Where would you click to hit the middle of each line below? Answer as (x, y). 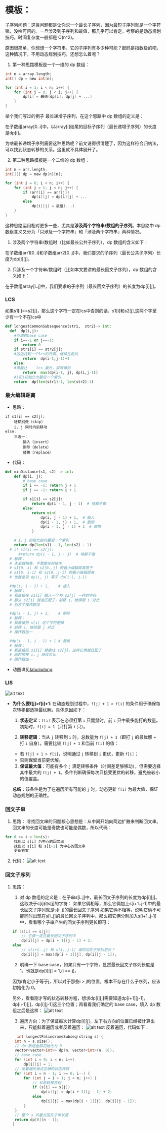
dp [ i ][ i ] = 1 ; (38, 1065)
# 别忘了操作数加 (25, 605)
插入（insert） (37, 442)
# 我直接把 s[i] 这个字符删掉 (37, 623)
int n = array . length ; (28, 74)
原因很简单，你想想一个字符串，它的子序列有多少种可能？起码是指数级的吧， (83, 48)
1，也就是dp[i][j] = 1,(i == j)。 (49, 971)
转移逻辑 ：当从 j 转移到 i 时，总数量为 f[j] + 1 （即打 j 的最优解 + (88, 737)
